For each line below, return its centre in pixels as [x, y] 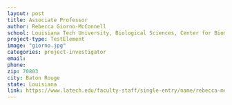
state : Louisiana [32, 84]
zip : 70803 [23, 71]
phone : [17, 65]
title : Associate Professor [48, 20]
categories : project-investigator [57, 52]
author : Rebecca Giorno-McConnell [57, 26]
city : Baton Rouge [33, 78]
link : [15, 90]
